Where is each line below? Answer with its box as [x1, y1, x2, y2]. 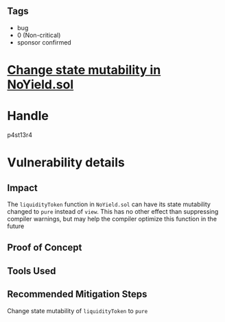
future [7, 222, 25, 230]
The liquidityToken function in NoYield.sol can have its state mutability [7, 200, 211, 208]
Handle [7, 108, 49, 124]
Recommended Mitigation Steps [7, 288, 147, 300]
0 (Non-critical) [16, 31, 61, 39]
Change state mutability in [7, 62, 161, 77]
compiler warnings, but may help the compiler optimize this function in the [7, 214, 217, 223]
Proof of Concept [7, 242, 82, 253]
